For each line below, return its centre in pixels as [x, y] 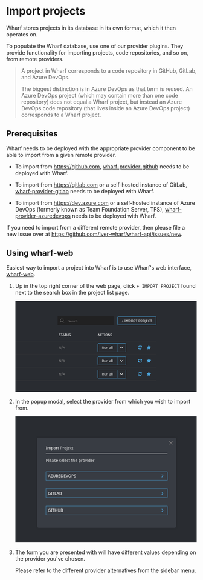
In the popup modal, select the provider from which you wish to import [103, 401]
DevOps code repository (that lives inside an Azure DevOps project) [105, 108]
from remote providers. [35, 59]
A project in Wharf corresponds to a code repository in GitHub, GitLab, [109, 70]
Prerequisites [32, 134]
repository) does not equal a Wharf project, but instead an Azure [101, 102]
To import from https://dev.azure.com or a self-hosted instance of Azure [105, 203]
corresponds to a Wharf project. [61, 115]
